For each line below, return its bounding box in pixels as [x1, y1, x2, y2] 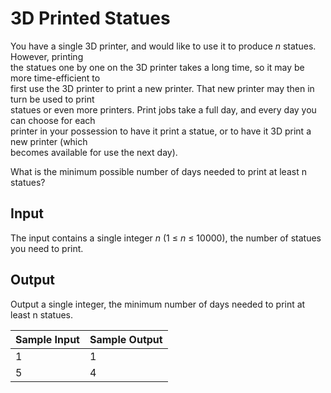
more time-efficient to [10, 72, 101, 84]
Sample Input [15, 332, 80, 346]
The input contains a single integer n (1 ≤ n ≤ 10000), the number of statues [10, 232, 322, 244]
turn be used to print [10, 93, 95, 105]
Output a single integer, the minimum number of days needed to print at [10, 298, 306, 310]
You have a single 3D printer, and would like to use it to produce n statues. [10, 40, 317, 52]
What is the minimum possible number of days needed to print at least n [10, 165, 307, 177]
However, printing [10, 50, 84, 62]
